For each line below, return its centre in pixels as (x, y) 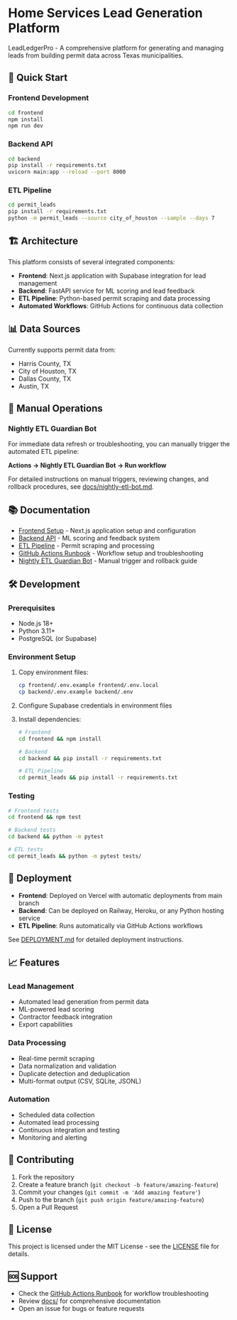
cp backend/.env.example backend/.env (76, 692)
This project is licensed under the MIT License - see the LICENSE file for (114, 1246)
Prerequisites (32, 607)
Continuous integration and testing (69, 1130)
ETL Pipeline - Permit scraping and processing (86, 546)
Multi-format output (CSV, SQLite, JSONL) (80, 1081)
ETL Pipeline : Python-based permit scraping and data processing (114, 298)
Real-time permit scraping (56, 1058)
